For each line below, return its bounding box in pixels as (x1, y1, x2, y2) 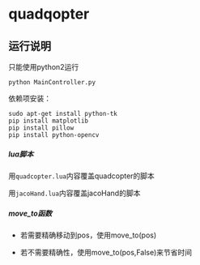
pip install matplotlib (8, 117, 89, 125)
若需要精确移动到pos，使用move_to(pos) (19, 230, 157, 240)
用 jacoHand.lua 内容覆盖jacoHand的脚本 (8, 188, 141, 198)
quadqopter (8, 5, 90, 24)
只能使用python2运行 (8, 62, 79, 71)
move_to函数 (8, 208, 53, 218)
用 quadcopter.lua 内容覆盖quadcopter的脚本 (8, 171, 155, 181)
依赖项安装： (8, 94, 51, 103)
